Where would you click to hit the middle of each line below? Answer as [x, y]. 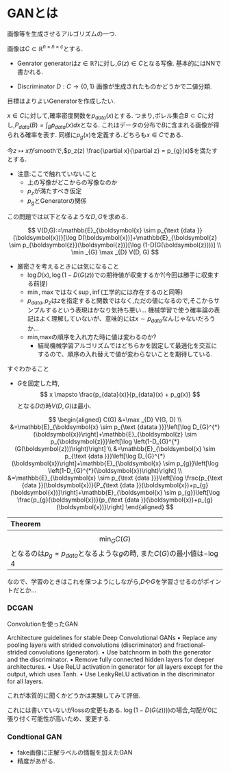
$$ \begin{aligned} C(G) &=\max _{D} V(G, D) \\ [115, 420]
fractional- [191, 645]
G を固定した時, [38, 383]
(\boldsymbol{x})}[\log [44, 237]
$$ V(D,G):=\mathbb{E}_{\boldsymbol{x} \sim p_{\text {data [112, 230]
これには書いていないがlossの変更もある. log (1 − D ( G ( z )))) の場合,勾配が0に [112, 710]
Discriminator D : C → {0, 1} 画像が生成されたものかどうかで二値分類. [114, 86]
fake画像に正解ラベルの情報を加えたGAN [75, 752]
